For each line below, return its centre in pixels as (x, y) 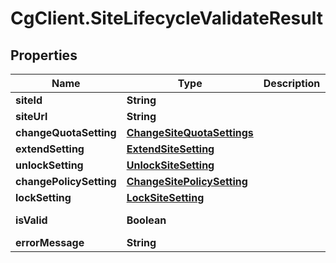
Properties (44, 55)
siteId (29, 100)
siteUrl (31, 116)
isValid (31, 220)
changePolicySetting (66, 181)
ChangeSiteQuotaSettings (190, 132)
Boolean (146, 220)
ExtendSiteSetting (170, 149)
